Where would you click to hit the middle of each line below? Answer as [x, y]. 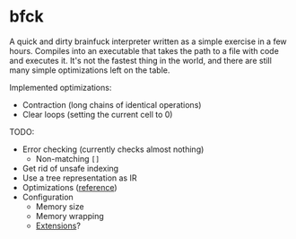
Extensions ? [58, 226]
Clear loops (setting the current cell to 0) [97, 114]
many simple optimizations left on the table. [90, 70]
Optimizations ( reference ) [70, 187]
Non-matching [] [68, 158]
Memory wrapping [70, 216]
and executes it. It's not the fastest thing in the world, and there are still [140, 60]
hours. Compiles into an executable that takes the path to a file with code [144, 50]
